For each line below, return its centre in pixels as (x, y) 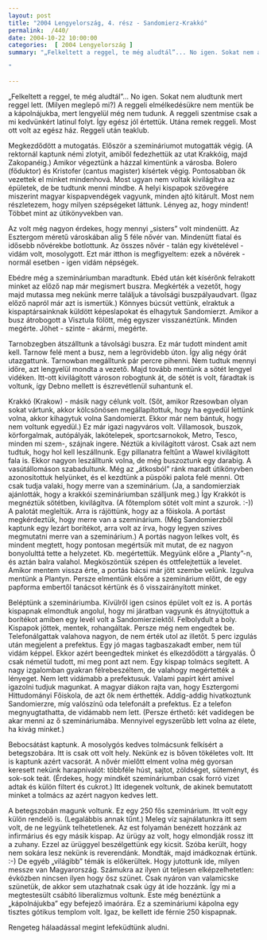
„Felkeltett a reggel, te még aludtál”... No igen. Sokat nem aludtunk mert (126, 96)
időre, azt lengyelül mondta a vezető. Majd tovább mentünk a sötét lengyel (130, 369)
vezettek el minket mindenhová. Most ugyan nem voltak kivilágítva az (122, 179)
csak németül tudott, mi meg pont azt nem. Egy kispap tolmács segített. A (129, 661)
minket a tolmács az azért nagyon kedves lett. (83, 795)
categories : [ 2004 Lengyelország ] (71, 45)
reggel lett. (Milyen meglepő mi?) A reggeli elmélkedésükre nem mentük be (131, 105)
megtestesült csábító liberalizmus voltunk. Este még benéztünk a (114, 895)
